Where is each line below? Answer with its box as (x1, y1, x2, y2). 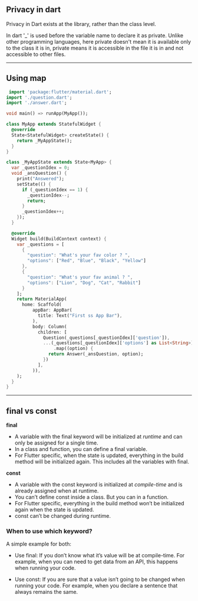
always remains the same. (14, 589, 78, 596)
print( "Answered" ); (16, 176, 65, 182)
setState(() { (16, 181, 51, 187)
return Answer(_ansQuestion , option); (48, 351, 144, 357)
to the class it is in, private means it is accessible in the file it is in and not (6, 44, 184, 51)
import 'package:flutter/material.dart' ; (8, 89, 112, 95)
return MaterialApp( (16, 296, 67, 302)
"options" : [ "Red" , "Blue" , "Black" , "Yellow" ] (27, 258, 146, 264)
